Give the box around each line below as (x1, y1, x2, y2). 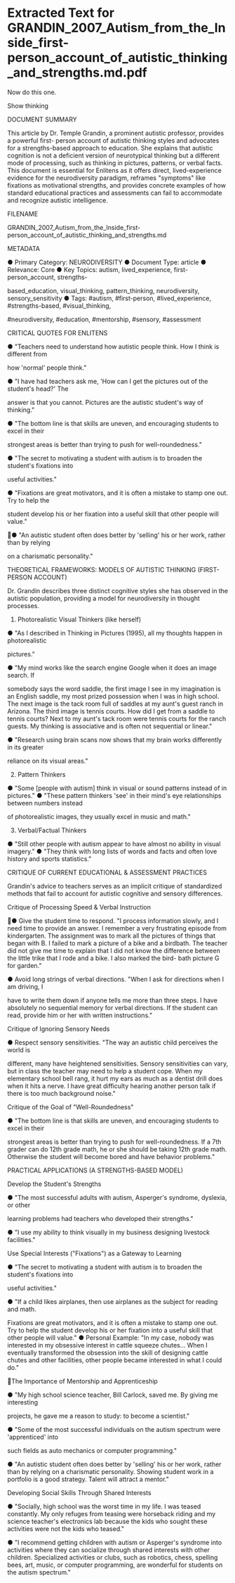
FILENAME (7, 209, 39, 218)
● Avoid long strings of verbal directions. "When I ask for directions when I (7, 975, 224, 983)
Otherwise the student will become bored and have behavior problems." (7, 1152, 215, 1161)
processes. (7, 601, 40, 609)
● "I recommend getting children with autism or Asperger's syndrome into (7, 1538, 222, 1546)
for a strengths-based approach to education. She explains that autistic (7, 143, 213, 152)
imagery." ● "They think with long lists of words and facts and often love (7, 847, 217, 855)
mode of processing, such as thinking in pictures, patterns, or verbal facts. (7, 158, 223, 167)
